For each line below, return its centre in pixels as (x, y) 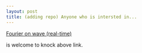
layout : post (22, 11)
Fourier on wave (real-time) (39, 33)
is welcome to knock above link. (44, 45)
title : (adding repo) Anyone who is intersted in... (72, 17)
